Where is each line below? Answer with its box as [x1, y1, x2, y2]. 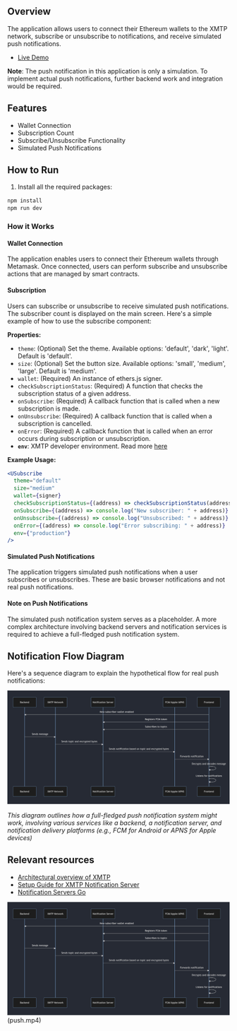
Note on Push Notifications [7, 599, 88, 608]
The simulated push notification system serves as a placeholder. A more [7, 615, 217, 623]
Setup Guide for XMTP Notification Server [17, 880, 140, 889]
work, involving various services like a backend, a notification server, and [7, 818, 222, 827]
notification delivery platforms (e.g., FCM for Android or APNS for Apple [7, 826, 217, 835]
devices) [7, 833, 33, 842]
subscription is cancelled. [17, 419, 93, 428]
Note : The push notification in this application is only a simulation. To [7, 66, 208, 75]
